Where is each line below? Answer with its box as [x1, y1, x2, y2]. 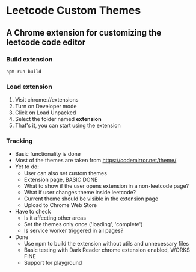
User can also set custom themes [23, 170, 107, 177]
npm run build [6, 69, 42, 75]
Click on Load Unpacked [14, 109, 76, 116]
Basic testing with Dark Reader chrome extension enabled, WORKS [23, 246, 191, 253]
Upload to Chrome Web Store [23, 202, 97, 209]
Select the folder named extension [14, 116, 102, 123]
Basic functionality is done [14, 150, 81, 158]
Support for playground [23, 259, 82, 267]
